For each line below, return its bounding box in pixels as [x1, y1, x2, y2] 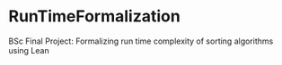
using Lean [8, 45, 50, 55]
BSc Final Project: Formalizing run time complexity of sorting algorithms [8, 36, 274, 46]
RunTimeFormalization [8, 6, 181, 27]
